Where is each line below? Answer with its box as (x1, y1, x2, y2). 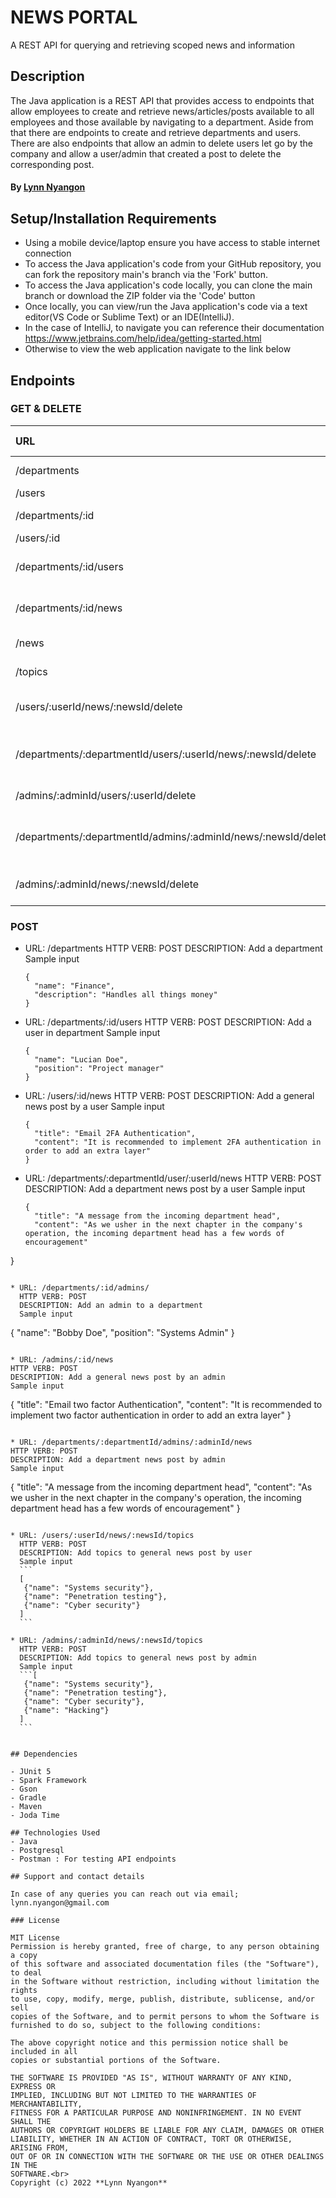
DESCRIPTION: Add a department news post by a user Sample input (24, 1183, 306, 1195)
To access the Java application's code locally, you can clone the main (24, 279, 313, 291)
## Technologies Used (10, 1828, 101, 1838)
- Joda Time (10, 1811, 60, 1821)
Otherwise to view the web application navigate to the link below (24, 343, 292, 355)
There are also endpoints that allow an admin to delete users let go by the (10, 137, 313, 149)
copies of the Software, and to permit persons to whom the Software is (10, 2012, 320, 2022)
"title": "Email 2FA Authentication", (34, 1129, 196, 1139)
